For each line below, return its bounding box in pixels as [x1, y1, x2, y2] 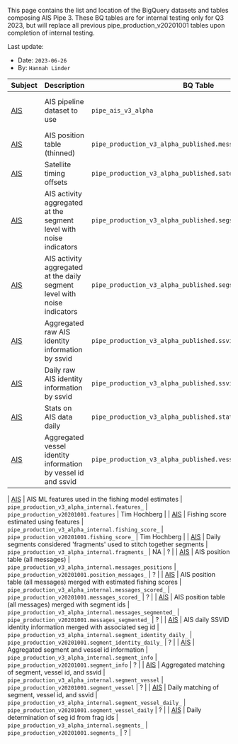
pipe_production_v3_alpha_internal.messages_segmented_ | [7, 608, 180, 616]
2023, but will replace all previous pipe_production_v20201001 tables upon [7, 21, 225, 29]
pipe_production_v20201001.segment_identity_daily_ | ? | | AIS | [7, 638, 195, 646]
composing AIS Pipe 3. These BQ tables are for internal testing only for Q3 [7, 13, 225, 22]
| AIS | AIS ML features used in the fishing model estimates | [7, 495, 183, 503]
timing [44, 169, 65, 178]
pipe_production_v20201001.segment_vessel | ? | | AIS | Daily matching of [7, 683, 220, 692]
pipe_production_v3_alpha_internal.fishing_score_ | [7, 525, 164, 534]
